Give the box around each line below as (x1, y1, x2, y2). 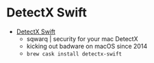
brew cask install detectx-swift (26, 50, 123, 58)
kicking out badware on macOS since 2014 (26, 42, 148, 50)
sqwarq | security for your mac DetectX (26, 34, 138, 42)
